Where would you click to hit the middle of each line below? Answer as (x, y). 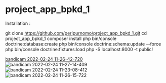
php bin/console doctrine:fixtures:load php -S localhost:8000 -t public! (79, 49)
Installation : (18, 23)
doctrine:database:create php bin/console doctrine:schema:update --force (83, 44)
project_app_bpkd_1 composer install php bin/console (61, 38)
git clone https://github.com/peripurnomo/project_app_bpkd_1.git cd (76, 33)
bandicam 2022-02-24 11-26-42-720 (44, 59)
